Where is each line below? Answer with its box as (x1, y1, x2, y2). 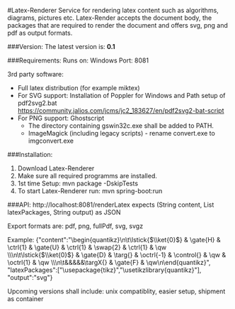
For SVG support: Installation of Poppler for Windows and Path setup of (17, 92, 226, 99)
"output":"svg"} (7, 273, 53, 281)
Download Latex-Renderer (17, 164, 95, 173)
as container (7, 295, 44, 303)
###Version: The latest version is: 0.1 (7, 43, 115, 50)
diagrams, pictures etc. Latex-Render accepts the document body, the (7, 13, 212, 22)
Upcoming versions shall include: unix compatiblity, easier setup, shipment (7, 287, 226, 296)
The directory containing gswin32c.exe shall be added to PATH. (28, 121, 214, 130)
